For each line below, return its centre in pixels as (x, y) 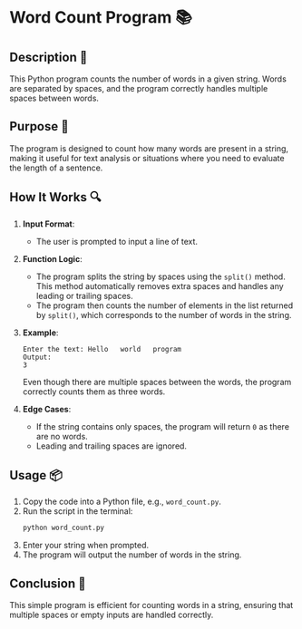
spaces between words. (54, 98)
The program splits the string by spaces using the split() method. (161, 276)
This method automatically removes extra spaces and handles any (160, 285)
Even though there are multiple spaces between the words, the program (157, 382)
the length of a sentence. (56, 168)
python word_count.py (63, 528)
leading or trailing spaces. (84, 295)
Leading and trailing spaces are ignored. (112, 446)
